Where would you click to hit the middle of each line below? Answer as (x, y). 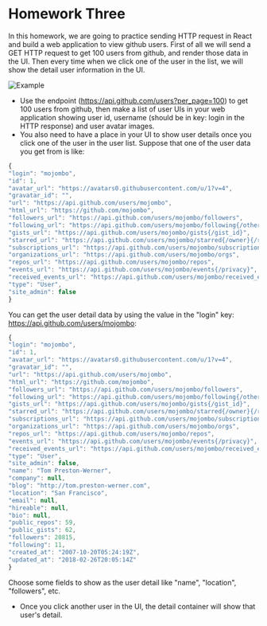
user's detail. (41, 615)
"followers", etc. (35, 591)
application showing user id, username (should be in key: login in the (132, 117)
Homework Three (67, 14)
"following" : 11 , (37, 545)
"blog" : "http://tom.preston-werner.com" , (79, 486)
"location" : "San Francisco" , (58, 493)
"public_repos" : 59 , (43, 522)
